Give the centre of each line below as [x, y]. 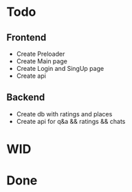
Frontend [26, 38]
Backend [26, 97]
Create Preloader [41, 54]
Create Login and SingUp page [60, 68]
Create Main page [42, 61]
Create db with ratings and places [64, 114]
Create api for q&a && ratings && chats [71, 121]
